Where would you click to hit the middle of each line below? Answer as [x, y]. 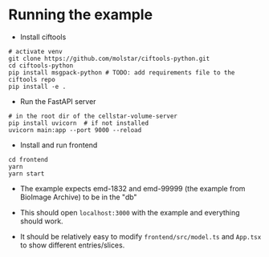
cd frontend [28, 159]
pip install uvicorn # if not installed [79, 123]
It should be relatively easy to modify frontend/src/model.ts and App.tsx [141, 236]
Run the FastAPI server [58, 101]
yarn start [26, 174]
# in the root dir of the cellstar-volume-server [93, 116]
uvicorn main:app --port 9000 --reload [75, 130]
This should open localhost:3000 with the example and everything [130, 212]
